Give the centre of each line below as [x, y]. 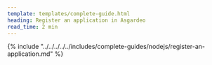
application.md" [30, 54]
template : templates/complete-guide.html [69, 14]
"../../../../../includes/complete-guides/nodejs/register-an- [123, 47]
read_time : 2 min [33, 27]
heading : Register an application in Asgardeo [77, 20]
